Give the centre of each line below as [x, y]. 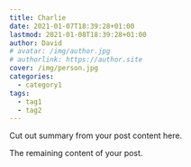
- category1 [40, 85]
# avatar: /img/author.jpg [60, 51]
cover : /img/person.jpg [54, 69]
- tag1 [30, 102]
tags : [19, 93]
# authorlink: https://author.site [76, 60]
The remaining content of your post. [76, 153]
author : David [36, 43]
